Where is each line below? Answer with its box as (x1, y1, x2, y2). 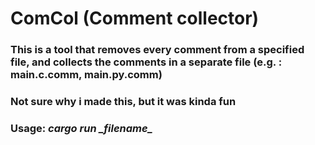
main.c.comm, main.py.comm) (10, 68, 163, 82)
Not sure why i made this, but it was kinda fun (10, 95, 237, 109)
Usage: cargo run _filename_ (10, 121, 153, 135)
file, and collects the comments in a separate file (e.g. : (10, 55, 283, 69)
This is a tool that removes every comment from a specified (10, 43, 305, 57)
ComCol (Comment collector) (10, 7, 260, 30)
